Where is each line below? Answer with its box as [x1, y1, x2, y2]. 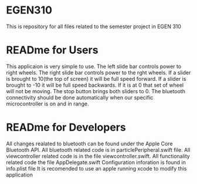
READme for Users [6, 43, 98, 57]
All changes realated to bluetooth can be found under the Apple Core [6, 140, 173, 147]
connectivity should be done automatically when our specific [6, 94, 154, 101]
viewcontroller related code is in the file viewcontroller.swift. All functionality [6, 152, 191, 159]
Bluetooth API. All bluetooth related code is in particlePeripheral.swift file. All [6, 146, 191, 153]
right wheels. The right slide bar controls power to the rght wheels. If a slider [6, 69, 191, 76]
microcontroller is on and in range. [6, 100, 89, 107]
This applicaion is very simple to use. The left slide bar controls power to [6, 63, 182, 70]
